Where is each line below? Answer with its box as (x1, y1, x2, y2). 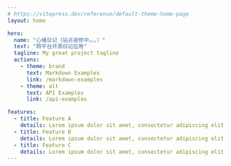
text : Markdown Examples (26, 69, 100, 77)
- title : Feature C (14, 141, 72, 149)
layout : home (7, 17, 46, 24)
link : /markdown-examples (26, 76, 103, 83)
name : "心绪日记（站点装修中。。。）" (14, 36, 106, 43)
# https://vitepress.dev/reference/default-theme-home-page (7, 10, 190, 18)
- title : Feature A (14, 115, 72, 123)
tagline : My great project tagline (14, 50, 119, 57)
